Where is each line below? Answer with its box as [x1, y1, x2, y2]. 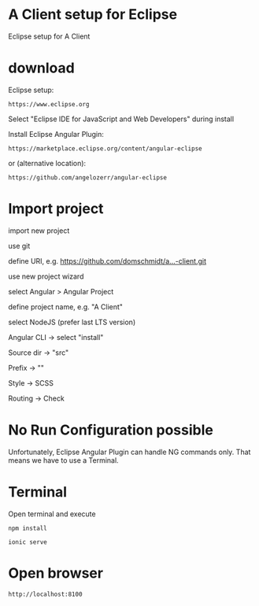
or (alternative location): [8, 158, 87, 168]
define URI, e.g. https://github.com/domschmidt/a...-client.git [8, 256, 207, 265]
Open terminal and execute [8, 509, 96, 519]
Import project [8, 200, 104, 218]
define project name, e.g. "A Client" [8, 301, 124, 312]
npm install [8, 524, 47, 532]
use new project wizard [8, 272, 84, 281]
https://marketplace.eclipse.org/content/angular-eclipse [8, 144, 202, 153]
